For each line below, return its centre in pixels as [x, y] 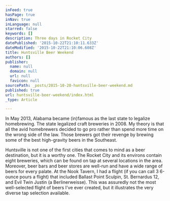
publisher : [17, 62]
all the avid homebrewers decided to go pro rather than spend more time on [84, 129]
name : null [21, 66]
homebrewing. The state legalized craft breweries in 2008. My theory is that [85, 124]
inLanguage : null [24, 24]
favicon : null [25, 81]
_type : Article [21, 99]
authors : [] [18, 57]
